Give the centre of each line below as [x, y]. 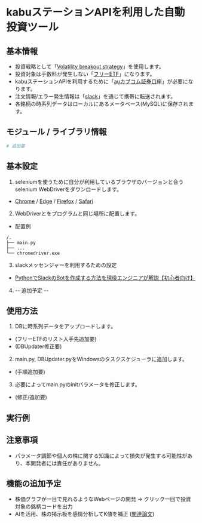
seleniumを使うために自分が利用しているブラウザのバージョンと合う [99, 181]
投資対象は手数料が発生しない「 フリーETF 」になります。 [85, 74]
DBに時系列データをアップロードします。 [65, 327]
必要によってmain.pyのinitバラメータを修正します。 [77, 384]
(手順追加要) [30, 372]
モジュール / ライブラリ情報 [56, 132]
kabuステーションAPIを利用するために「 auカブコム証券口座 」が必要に [101, 81]
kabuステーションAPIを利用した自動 [96, 12]
